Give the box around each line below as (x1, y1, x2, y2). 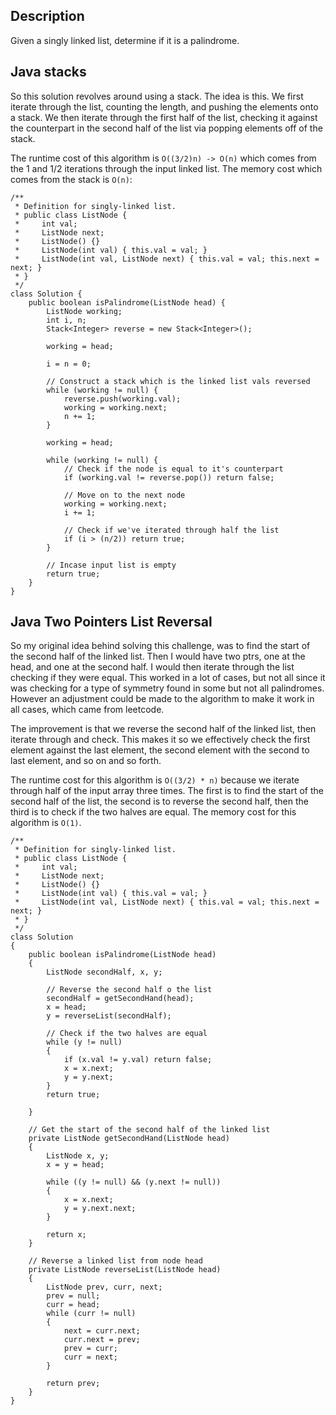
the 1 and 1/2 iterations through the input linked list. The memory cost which (10, 162, 323, 174)
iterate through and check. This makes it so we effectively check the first (10, 734, 311, 746)
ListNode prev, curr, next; (46, 1282, 163, 1293)
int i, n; (46, 315, 87, 325)
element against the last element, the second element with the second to (10, 744, 310, 756)
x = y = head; (46, 1160, 105, 1170)
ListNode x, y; (46, 1151, 110, 1161)
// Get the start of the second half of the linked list (28, 1125, 271, 1135)
